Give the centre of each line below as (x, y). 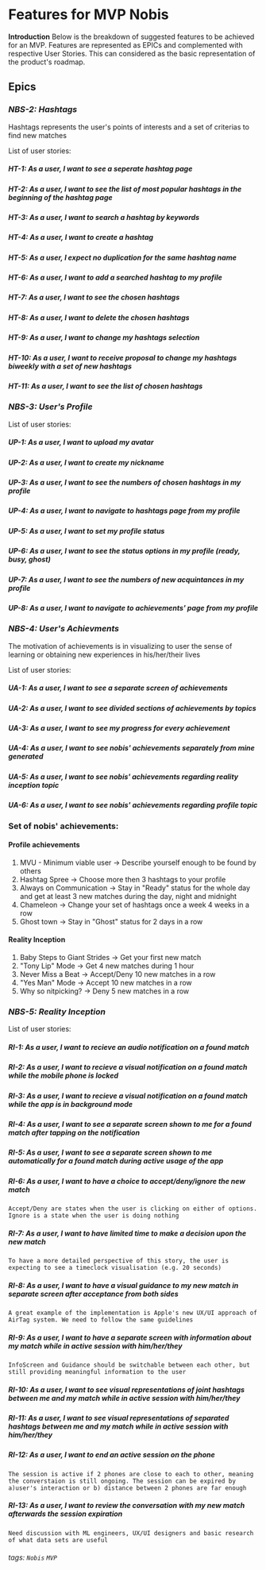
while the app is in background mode (71, 1104)
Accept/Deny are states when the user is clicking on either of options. (133, 1209)
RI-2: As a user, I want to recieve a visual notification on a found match (128, 1067)
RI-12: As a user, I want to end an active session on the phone (112, 1455)
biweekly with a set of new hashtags (70, 366)
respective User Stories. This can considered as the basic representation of (132, 53)
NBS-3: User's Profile (50, 407)
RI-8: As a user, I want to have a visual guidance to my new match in (123, 1285)
